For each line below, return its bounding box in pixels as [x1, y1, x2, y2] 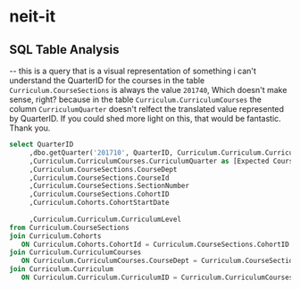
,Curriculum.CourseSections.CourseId [29, 173, 170, 183]
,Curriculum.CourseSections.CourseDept [29, 165, 178, 174]
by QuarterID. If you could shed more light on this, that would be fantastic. [9, 114, 281, 123]
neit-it [9, 6, 56, 27]
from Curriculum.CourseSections [9, 223, 129, 232]
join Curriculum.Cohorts [9, 231, 102, 241]
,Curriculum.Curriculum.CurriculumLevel [29, 215, 181, 224]
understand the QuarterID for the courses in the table [9, 75, 205, 86]
